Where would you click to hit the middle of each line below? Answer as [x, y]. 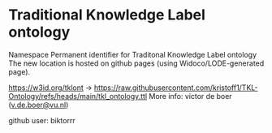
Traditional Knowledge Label [107, 15]
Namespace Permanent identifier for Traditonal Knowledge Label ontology [133, 54]
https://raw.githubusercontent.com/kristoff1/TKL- [176, 88]
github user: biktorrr [42, 120]
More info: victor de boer [191, 96]
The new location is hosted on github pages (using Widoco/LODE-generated [136, 63]
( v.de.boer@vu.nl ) [39, 105]
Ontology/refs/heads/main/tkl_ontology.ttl [78, 96]
